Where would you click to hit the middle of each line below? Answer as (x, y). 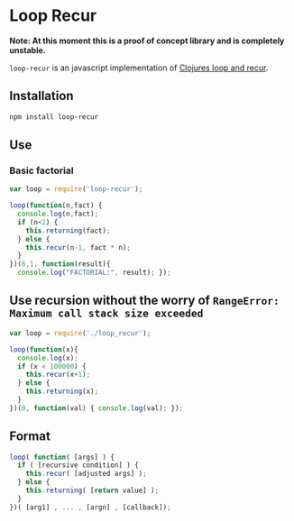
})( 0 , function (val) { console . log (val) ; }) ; (96, 408)
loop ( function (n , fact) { (56, 206)
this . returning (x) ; (62, 392)
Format (30, 437)
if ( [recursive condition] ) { (78, 465)
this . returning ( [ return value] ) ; (92, 491)
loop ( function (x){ (44, 349)
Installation (41, 96)
